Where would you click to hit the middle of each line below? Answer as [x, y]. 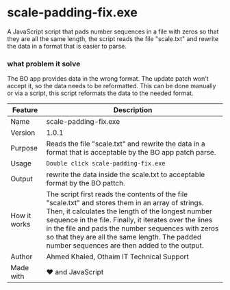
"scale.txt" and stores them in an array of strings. [125, 203]
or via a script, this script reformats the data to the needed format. [100, 93]
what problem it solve [44, 64]
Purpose [24, 148]
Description [133, 110]
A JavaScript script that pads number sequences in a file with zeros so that [113, 31]
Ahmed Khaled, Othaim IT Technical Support [118, 256]
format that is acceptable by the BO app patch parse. [131, 153]
